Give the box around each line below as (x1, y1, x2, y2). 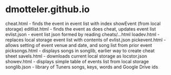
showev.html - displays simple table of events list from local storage (5, 58, 149, 64)
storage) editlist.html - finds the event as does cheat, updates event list (5, 26, 156, 32)
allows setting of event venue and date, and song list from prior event (5, 42, 153, 48)
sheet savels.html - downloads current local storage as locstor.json (5, 53, 147, 59)
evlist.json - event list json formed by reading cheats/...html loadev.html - (5, 31, 160, 37)
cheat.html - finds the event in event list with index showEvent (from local (5, 20, 161, 27)
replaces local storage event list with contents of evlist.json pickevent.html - (5, 37, 166, 43)
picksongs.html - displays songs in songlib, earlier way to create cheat (5, 47, 155, 54)
